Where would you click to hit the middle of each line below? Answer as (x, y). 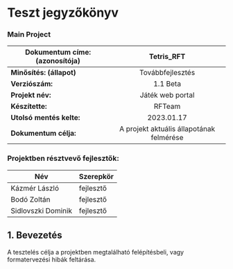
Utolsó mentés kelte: (45, 118)
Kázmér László (35, 188)
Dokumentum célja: (43, 133)
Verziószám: (32, 84)
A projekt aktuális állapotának (167, 129)
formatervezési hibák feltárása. (52, 259)
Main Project (29, 35)
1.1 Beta (167, 84)
